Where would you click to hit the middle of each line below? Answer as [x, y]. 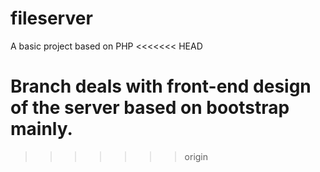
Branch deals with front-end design [161, 86]
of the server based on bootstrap [150, 108]
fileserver [51, 18]
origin [196, 156]
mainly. [41, 129]
